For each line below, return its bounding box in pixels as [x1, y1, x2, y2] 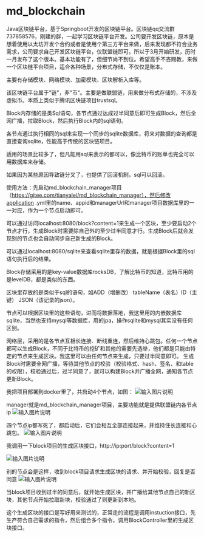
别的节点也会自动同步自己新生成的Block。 [11, 234, 117, 242]
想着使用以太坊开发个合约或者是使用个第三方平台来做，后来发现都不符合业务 [6, 40, 198, 47]
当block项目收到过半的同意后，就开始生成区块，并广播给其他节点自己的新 [6, 488, 191, 496]
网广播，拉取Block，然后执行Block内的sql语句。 [6, 117, 127, 124]
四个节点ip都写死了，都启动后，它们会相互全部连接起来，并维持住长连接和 [6, 421, 192, 429]
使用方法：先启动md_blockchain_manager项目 [6, 183, 123, 191]
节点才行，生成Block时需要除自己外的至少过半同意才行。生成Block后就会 [6, 227, 189, 234]
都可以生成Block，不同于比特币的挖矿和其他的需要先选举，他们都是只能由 [6, 344, 191, 352]
